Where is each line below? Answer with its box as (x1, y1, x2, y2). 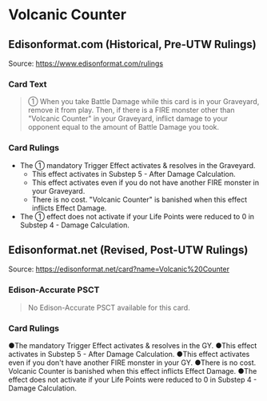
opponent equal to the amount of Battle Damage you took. (27, 122, 220, 132)
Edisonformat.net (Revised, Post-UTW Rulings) (8, 243, 249, 257)
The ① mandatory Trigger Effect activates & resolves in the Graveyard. (19, 160, 256, 170)
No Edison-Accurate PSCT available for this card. (27, 303, 190, 312)
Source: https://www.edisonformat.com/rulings (8, 58, 164, 68)
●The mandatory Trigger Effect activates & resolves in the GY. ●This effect (8, 341, 257, 350)
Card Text (8, 78, 47, 90)
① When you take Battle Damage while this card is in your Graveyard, (27, 97, 260, 106)
